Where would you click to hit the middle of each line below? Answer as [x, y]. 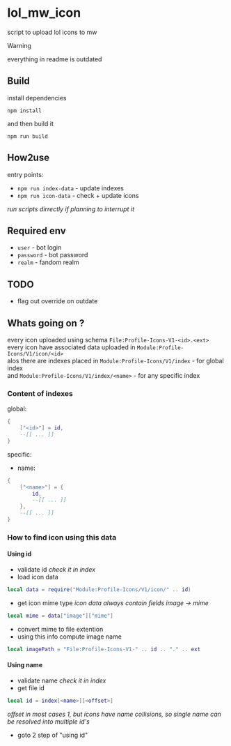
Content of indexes [40, 393]
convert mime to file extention [60, 629]
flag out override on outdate [57, 301]
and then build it [30, 123]
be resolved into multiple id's [49, 721]
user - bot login [39, 248]
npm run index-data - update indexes [70, 188]
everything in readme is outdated [55, 59]
